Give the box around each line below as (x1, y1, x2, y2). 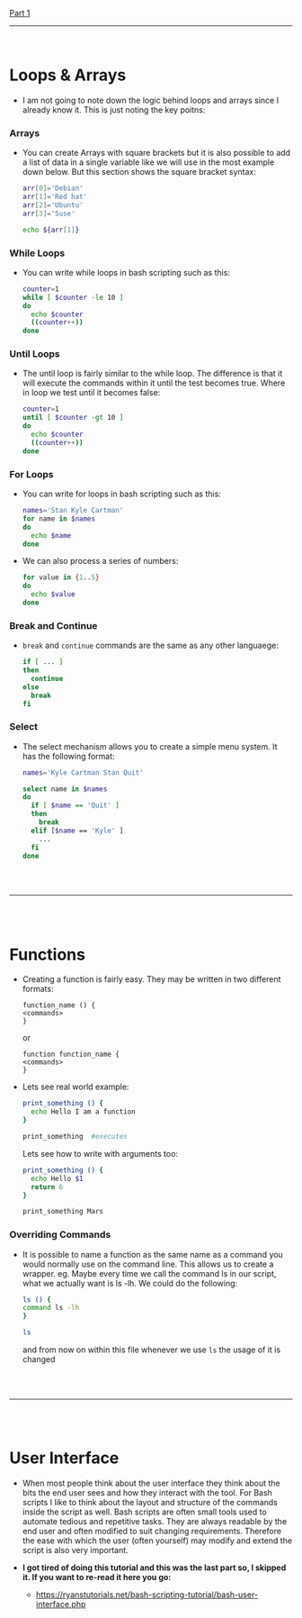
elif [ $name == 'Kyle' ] (31, 826, 124, 835)
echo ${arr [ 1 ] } (22, 225, 80, 234)
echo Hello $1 (31, 1174, 84, 1183)
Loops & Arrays (9, 65, 127, 86)
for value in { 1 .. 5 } (22, 573, 100, 582)
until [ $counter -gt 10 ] (22, 414, 124, 423)
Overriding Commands (9, 1229, 111, 1241)
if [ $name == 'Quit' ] (31, 801, 120, 810)
